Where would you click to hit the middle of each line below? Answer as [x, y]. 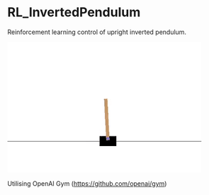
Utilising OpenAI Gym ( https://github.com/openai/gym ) [87, 183]
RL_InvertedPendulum [74, 12]
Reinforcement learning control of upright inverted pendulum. [97, 32]
